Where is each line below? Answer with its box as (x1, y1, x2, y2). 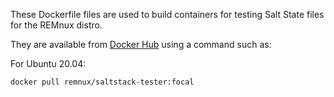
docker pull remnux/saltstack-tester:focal (10, 77, 195, 87)
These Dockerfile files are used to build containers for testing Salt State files (10, 9, 325, 20)
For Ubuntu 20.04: (10, 58, 87, 69)
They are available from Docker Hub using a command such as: (10, 39, 272, 50)
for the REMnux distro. (10, 19, 103, 31)
